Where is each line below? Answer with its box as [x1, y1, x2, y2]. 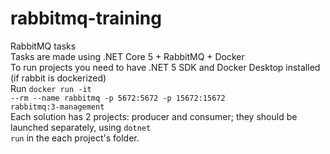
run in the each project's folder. [10, 132, 140, 144]
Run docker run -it [10, 82, 92, 94]
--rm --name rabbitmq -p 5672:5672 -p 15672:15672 [10, 93, 226, 103]
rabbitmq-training [10, 7, 162, 30]
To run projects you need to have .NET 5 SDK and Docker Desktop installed [10, 61, 321, 73]
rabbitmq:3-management [10, 102, 105, 112]
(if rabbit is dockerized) [10, 72, 107, 84]
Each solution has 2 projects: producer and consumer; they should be [10, 110, 298, 122]
